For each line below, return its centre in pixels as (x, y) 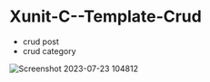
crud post (40, 41)
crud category (49, 50)
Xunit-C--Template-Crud (105, 17)
